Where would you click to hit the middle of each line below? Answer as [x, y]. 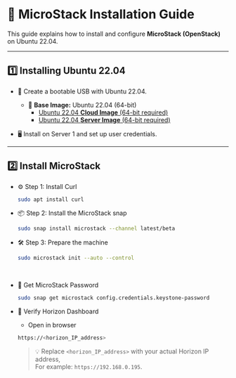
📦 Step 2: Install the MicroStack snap [72, 213]
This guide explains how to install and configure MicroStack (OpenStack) [114, 34]
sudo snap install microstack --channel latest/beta [96, 229]
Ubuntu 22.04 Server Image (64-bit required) [104, 119]
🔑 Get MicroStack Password [58, 285]
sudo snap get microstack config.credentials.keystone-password [113, 298]
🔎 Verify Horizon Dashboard [58, 311]
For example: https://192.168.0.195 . [88, 366]
